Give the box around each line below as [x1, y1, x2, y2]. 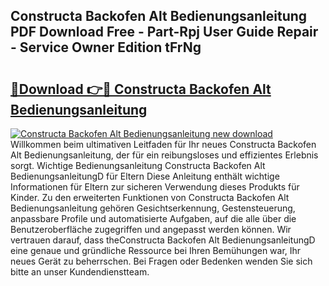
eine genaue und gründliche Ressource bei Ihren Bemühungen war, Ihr [10, 245, 302, 256]
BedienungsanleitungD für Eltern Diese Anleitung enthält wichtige [10, 170, 280, 182]
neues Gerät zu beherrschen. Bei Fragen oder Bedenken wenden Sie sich [10, 255, 313, 267]
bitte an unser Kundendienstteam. [10, 266, 150, 278]
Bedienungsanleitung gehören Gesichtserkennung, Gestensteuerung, [10, 202, 296, 214]
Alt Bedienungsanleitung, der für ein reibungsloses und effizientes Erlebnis [10, 149, 319, 161]
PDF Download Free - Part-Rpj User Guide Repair [10, 24, 319, 41]
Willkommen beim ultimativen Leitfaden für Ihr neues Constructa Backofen [10, 139, 317, 150]
